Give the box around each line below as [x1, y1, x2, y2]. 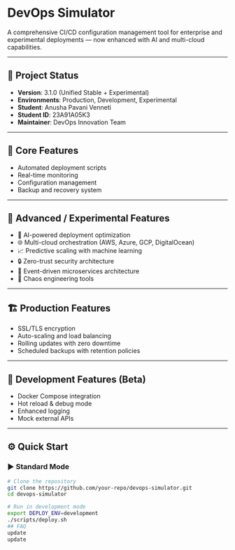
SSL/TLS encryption [17, 324, 76, 333]
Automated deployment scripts [17, 163, 107, 172]
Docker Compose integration [17, 392, 101, 400]
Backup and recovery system [17, 185, 102, 194]
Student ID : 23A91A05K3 [17, 110, 91, 119]
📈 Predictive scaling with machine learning [17, 247, 142, 255]
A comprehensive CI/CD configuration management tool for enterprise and [7, 28, 222, 36]
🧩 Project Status [7, 70, 79, 82]
